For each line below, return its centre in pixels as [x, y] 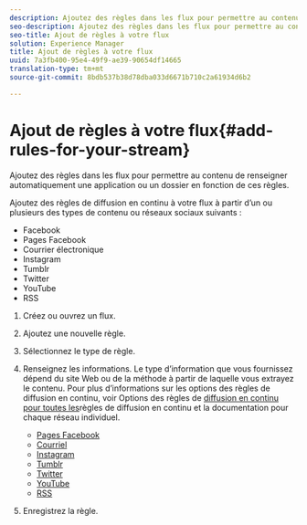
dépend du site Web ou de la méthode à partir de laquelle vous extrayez [158, 378]
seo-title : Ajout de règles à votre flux [90, 35]
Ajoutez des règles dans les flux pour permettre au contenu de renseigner [148, 175]
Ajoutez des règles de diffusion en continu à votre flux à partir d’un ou [141, 203]
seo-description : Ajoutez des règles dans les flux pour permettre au [147, 26]
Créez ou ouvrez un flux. [69, 315]
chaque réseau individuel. [71, 417]
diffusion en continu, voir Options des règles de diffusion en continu [150, 397]
